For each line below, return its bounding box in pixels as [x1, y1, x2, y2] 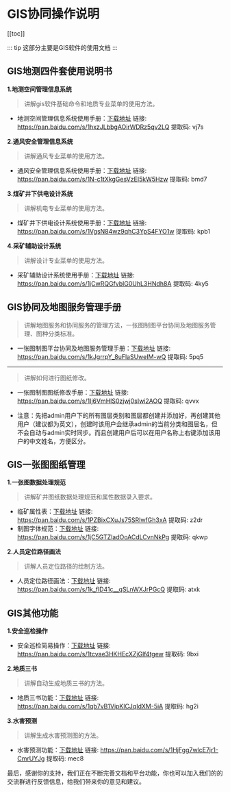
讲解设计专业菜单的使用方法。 [23, 256, 108, 264]
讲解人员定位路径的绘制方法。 [23, 562, 108, 571]
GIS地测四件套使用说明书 [7, 66, 113, 77]
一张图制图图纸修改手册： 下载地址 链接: [16, 388, 129, 396]
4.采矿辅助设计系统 [7, 241, 62, 250]
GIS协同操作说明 [7, 6, 100, 22]
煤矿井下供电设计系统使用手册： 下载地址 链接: [16, 219, 147, 227]
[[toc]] [7, 29, 25, 38]
